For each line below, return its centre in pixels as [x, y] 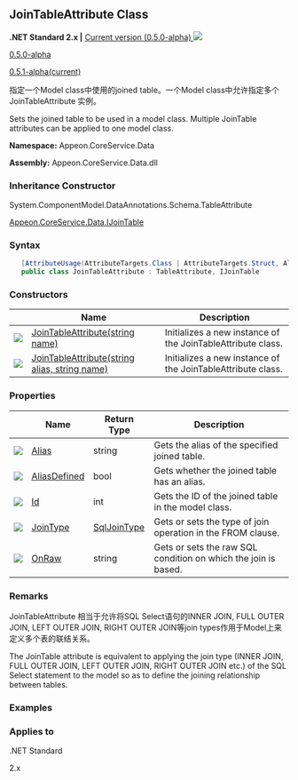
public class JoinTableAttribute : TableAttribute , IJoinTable [140, 272]
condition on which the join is [215, 558]
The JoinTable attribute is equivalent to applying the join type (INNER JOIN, [146, 657]
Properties [32, 396]
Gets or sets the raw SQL [206, 547]
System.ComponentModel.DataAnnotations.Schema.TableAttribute [131, 205]
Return [120, 418]
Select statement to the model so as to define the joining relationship [135, 675]
